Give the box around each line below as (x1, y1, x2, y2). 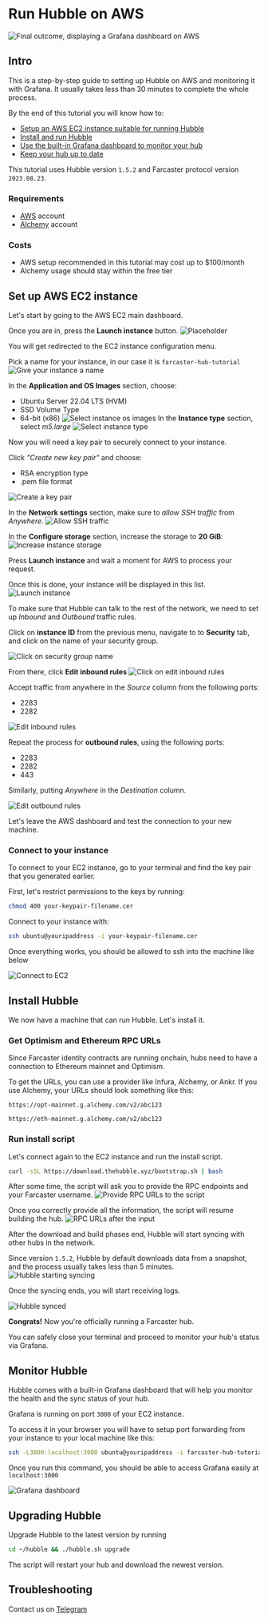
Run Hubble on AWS (8, 5, 144, 23)
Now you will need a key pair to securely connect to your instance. (8, 437, 227, 447)
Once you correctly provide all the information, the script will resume (8, 1206, 234, 1215)
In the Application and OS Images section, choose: (8, 381, 177, 391)
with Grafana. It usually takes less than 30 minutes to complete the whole (8, 84, 249, 93)
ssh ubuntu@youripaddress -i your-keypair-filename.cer (8, 932, 198, 940)
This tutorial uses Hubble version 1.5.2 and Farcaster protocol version (8, 165, 239, 174)
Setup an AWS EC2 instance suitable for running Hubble (19, 123, 205, 133)
